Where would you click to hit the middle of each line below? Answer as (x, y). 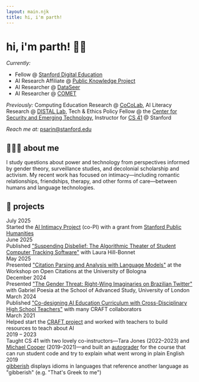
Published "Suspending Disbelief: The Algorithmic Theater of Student (91, 246)
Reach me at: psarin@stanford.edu (49, 129)
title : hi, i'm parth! (34, 17)
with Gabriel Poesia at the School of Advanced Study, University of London (98, 290)
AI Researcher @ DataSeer (47, 87)
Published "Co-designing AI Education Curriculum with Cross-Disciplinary (97, 303)
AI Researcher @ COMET (45, 93)
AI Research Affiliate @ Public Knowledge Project (75, 81)
